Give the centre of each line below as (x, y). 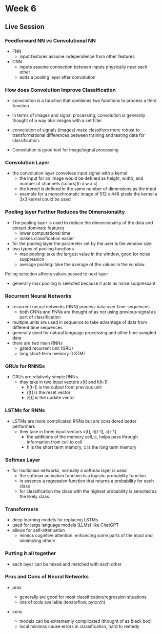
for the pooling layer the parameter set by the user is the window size (82, 244)
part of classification (40, 317)
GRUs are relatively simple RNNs (45, 377)
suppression (32, 259)
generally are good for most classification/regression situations (83, 597)
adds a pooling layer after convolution (57, 77)
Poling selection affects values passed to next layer (57, 274)
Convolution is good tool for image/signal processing (65, 150)
